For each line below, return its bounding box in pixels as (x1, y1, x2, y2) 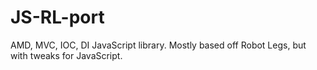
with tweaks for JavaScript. (10, 49, 123, 61)
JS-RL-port (10, 6, 105, 29)
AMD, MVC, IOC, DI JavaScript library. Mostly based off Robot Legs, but (10, 39, 307, 51)
